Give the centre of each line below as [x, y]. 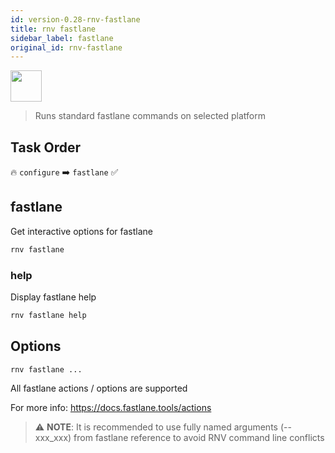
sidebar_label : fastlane [62, 38]
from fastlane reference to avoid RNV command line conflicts [199, 437]
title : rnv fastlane [53, 29]
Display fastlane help [53, 297]
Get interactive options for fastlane [81, 231]
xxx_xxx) [53, 437]
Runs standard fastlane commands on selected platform [150, 116]
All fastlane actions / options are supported [99, 388]
